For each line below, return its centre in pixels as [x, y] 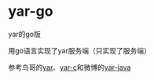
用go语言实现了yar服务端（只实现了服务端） [79, 50]
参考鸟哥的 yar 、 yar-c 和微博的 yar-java [70, 67]
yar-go [31, 11]
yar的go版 [24, 34]
